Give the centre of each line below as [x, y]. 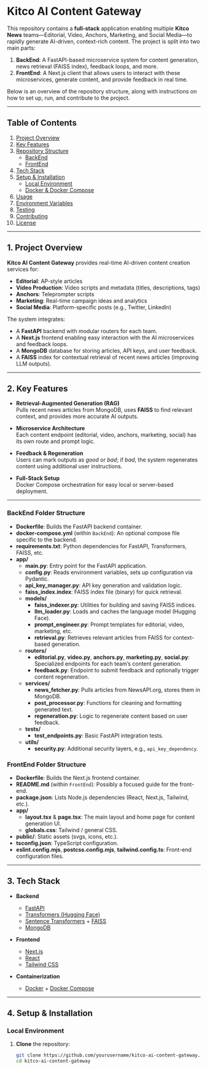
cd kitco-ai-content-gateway [53, 1061]
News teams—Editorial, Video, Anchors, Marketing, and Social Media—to [100, 34]
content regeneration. [62, 677]
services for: [23, 269]
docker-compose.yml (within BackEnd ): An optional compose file [98, 533]
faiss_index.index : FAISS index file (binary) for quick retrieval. [104, 592]
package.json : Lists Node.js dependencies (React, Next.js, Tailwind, [102, 797]
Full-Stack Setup [38, 478]
